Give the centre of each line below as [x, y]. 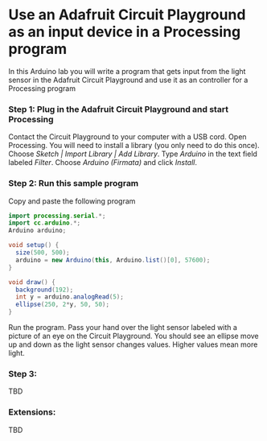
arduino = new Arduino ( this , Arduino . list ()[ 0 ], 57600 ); [113, 260]
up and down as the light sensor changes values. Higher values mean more [133, 344]
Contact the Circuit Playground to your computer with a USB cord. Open [127, 137]
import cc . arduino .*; [45, 223]
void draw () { [32, 282]
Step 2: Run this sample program [74, 183]
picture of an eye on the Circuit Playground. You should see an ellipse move [133, 336]
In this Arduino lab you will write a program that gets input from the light [127, 71]
